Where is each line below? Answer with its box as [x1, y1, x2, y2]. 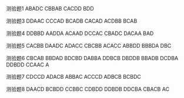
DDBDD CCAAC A [6, 61, 49, 68]
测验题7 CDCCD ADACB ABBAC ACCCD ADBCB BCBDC [6, 73, 141, 80]
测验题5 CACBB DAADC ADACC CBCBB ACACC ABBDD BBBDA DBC [6, 43, 172, 49]
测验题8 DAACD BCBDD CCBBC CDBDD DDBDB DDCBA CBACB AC [6, 86, 169, 92]
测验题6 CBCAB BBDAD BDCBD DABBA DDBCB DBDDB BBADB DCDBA [6, 55, 178, 61]
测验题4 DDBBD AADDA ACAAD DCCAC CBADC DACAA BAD [6, 30, 154, 37]
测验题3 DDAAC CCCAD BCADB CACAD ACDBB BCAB [6, 17, 138, 24]
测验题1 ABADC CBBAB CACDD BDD [6, 5, 94, 12]
